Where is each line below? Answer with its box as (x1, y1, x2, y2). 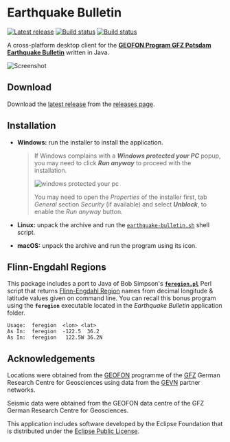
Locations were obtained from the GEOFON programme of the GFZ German (7, 371, 221, 379)
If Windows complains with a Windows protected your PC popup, (34, 151, 221, 160)
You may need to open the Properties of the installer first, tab (34, 193, 207, 201)
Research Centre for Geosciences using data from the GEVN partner (7, 379, 201, 387)
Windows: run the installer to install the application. (16, 138, 163, 146)
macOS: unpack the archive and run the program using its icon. (16, 241, 197, 249)
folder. (7, 308, 25, 317)
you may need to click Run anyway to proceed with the (34, 158, 192, 167)
